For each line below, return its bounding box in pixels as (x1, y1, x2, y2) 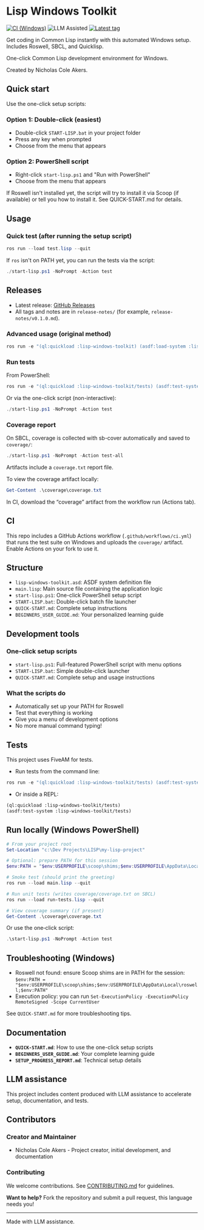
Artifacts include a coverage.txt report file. (6, 463, 114, 471)
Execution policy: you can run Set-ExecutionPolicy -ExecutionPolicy (15, 993, 189, 1000)
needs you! (6, 1200, 35, 1207)
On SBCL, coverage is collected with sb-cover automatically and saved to (6, 434, 190, 442)
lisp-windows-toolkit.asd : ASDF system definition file (15, 578, 152, 586)
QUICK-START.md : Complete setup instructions (15, 605, 127, 612)
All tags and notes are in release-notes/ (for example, (15, 307, 150, 315)
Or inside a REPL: (15, 790, 59, 798)
